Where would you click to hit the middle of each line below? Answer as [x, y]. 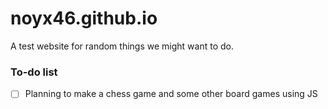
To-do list [34, 72]
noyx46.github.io [84, 18]
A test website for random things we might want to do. [122, 46]
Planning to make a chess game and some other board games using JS [171, 94]
